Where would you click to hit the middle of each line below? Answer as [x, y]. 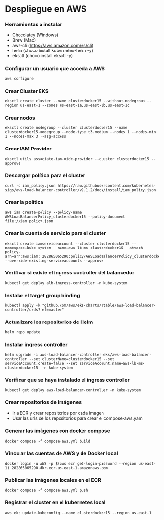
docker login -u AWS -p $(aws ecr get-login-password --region [71, 463]
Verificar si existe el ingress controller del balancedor [70, 273]
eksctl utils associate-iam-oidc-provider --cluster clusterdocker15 [77, 159]
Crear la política [24, 202]
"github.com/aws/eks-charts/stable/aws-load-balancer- [99, 306]
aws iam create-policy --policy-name [43, 212]
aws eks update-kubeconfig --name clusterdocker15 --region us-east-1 [78, 513]
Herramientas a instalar [33, 25]
